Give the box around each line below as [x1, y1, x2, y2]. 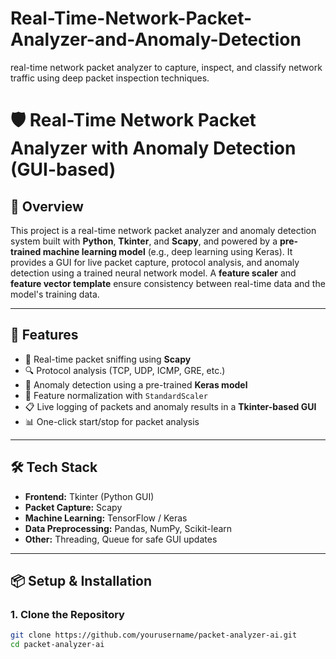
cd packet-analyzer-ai [10, 640, 105, 650]
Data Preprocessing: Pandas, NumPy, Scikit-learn [24, 522, 233, 534]
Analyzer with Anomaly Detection [10, 137, 297, 160]
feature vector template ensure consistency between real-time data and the [10, 277, 326, 289]
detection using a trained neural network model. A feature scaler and [10, 267, 297, 279]
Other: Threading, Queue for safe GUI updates [24, 533, 218, 545]
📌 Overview [10, 198, 84, 215]
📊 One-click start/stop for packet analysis [24, 415, 200, 427]
